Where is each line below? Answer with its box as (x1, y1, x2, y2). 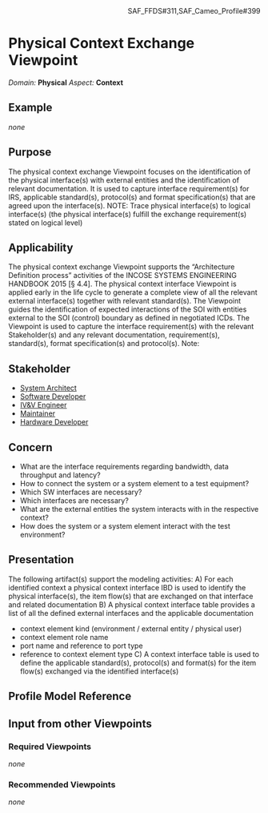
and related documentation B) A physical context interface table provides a (8, 599, 256, 610)
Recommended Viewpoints (8, 779, 116, 790)
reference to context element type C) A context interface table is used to (19, 649, 260, 658)
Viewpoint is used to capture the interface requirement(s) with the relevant (8, 322, 254, 332)
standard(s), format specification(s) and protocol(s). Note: (8, 339, 200, 348)
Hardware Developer (19, 417, 89, 427)
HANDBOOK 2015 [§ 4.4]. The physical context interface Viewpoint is (8, 279, 238, 289)
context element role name (19, 632, 109, 642)
